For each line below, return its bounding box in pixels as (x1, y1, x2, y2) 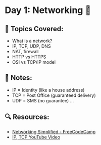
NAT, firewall (12, 49, 39, 54)
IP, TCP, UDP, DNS (12, 43, 51, 49)
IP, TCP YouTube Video (12, 134, 61, 140)
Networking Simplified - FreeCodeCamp (12, 128, 96, 134)
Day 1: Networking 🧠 (5, 5, 91, 16)
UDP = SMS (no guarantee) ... (12, 97, 74, 103)
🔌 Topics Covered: (5, 25, 64, 33)
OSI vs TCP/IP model (12, 59, 56, 65)
